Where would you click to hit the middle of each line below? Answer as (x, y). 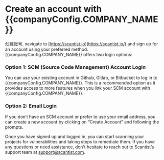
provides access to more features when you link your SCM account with (78, 88)
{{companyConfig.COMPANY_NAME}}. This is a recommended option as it (80, 83)
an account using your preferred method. (47, 49)
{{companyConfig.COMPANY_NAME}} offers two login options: (69, 54)
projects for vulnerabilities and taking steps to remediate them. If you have (80, 141)
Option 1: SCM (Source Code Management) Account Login (75, 67)
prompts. (14, 127)
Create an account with (53, 9)
